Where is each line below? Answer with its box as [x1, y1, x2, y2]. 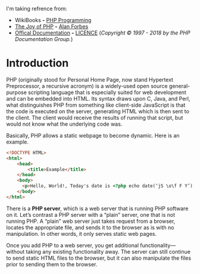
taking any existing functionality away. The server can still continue [26, 248, 190, 255]
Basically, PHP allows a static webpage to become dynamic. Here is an [6, 132, 180, 139]
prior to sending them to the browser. [6, 260, 98, 267]
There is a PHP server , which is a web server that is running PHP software [6, 205, 189, 212]
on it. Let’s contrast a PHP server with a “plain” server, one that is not [6, 211, 176, 218]
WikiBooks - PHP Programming [14, 17, 92, 23]
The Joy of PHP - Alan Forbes [14, 23, 89, 30]
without [6, 248, 25, 255]
